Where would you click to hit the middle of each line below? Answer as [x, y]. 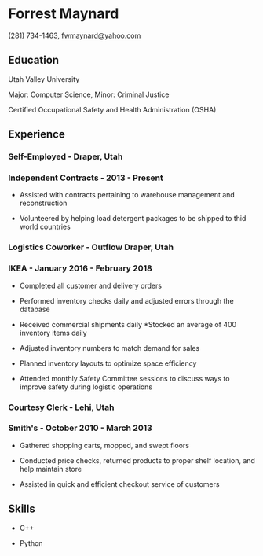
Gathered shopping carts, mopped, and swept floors [104, 445]
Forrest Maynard [64, 14]
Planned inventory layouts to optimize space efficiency [108, 363]
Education [34, 60]
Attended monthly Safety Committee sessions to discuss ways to [124, 378]
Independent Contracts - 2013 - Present [86, 178]
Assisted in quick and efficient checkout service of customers [119, 484]
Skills [22, 509]
